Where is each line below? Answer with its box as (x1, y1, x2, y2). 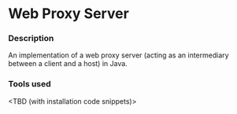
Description (8, 33, 54, 44)
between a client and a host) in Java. (8, 59, 128, 68)
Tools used (8, 79, 51, 90)
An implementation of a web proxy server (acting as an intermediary (8, 50, 230, 60)
